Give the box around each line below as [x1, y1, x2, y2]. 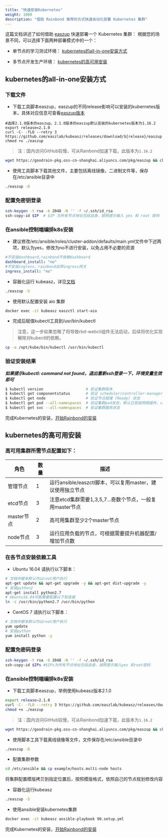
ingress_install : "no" [5, 268, 52, 274]
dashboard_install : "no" [5, 259, 57, 264]
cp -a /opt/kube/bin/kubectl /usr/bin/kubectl [5, 345, 104, 350]
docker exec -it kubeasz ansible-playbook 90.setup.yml [5, 816, 124, 822]
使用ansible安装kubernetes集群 [12, 806, 77, 812]
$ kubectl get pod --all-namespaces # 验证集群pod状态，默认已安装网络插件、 [5, 401, 160, 406]
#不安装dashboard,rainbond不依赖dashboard [5, 255, 90, 260]
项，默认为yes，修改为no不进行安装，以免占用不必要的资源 [12, 245, 135, 251]
